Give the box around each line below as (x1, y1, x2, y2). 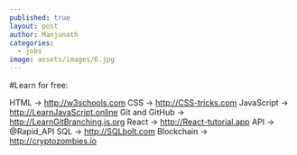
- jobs (17, 47, 42, 56)
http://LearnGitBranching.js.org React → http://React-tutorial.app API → (9, 116, 275, 127)
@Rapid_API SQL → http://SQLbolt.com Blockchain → (9, 126, 209, 136)
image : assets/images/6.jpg (9, 55, 116, 64)
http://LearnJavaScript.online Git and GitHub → (9, 107, 185, 117)
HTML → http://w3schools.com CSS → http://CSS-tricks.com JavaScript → (9, 97, 289, 108)
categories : (9, 38, 54, 48)
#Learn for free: (9, 80, 69, 90)
